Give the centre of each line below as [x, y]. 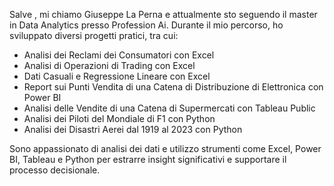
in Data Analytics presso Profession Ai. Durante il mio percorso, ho [146, 25]
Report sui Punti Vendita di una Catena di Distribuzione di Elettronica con [173, 87]
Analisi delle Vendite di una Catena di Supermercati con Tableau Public [169, 108]
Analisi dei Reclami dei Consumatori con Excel [119, 55]
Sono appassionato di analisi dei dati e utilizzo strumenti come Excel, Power [165, 148]
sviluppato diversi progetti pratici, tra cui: [94, 35]
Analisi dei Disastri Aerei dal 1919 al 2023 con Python [133, 129]
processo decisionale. [55, 170]
